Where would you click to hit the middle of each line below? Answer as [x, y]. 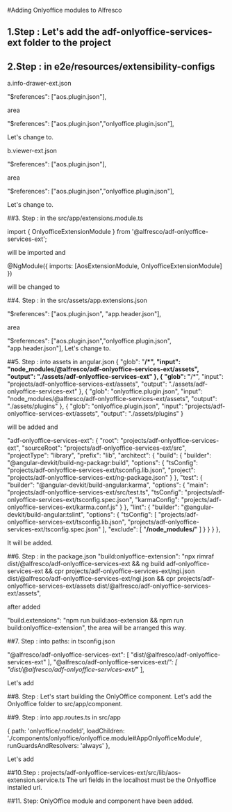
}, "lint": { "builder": [152, 507]
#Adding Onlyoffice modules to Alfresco [65, 10]
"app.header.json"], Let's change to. [59, 348]
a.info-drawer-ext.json [39, 84]
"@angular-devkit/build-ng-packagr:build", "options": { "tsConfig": [102, 463]
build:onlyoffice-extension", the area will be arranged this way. [97, 628]
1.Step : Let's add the [53, 32]
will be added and [33, 427]
